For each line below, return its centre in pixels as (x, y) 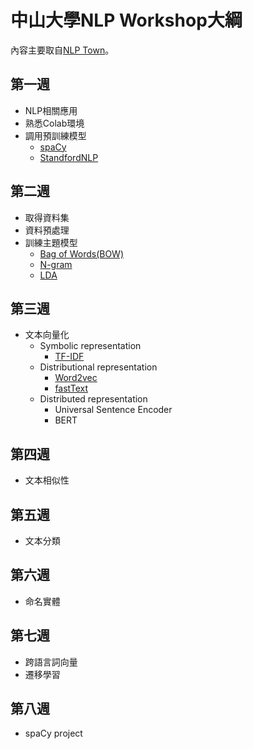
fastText (71, 388)
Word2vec (76, 378)
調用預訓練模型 (55, 135)
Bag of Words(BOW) (82, 253)
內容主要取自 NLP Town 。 (62, 50)
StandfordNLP (69, 157)
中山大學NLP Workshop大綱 (126, 20)
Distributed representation (93, 399)
